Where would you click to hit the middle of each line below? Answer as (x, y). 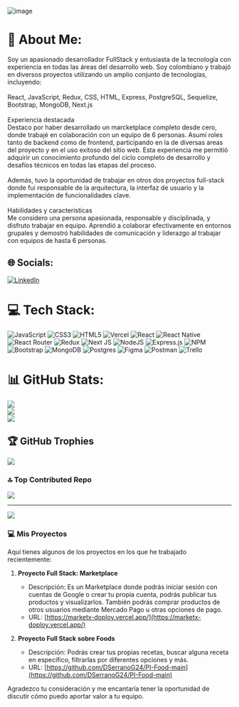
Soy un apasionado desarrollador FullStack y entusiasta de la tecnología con (119, 59)
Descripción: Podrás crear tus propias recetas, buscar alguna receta (128, 652)
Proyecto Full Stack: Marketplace (68, 573)
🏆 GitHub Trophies (51, 442)
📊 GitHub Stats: (56, 379)
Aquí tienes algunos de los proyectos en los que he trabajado (97, 552)
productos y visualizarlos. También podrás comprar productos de (124, 602)
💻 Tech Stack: (51, 310)
